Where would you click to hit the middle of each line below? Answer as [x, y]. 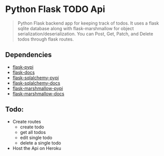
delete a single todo [40, 143]
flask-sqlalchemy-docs [36, 83]
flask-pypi [23, 67]
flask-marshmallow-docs [38, 93]
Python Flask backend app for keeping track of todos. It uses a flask [88, 23]
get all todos [33, 132]
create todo [32, 127]
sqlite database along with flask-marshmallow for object [76, 28]
